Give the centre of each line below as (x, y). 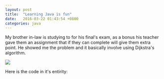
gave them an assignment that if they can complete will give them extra (78, 43)
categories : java (23, 23)
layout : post (19, 10)
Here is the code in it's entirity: (36, 72)
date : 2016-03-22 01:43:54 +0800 (42, 19)
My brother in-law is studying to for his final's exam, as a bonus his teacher (82, 37)
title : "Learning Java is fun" (38, 14)
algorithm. (16, 53)
